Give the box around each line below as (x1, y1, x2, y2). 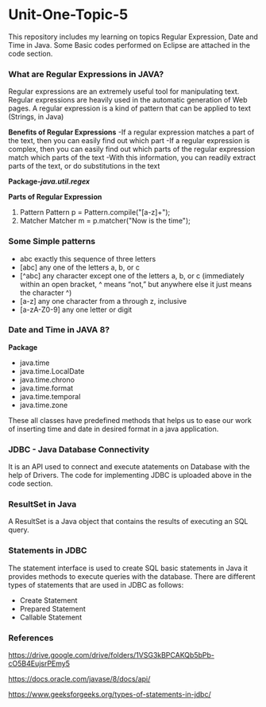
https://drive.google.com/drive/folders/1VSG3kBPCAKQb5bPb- (8, 651, 214, 660)
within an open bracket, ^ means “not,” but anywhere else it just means (19, 279, 253, 289)
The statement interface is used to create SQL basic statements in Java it (8, 563, 249, 573)
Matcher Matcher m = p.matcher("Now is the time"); (19, 216, 191, 226)
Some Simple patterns (8, 236, 96, 247)
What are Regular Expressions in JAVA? (8, 68, 164, 80)
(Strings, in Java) (8, 112, 64, 122)
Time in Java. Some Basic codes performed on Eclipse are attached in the (8, 40, 250, 49)
